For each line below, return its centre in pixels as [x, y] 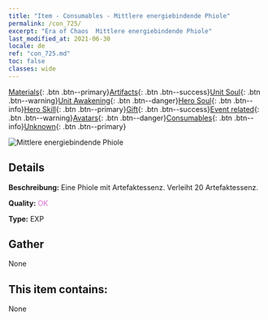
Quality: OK [28, 203]
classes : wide [32, 69]
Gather [26, 244]
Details [26, 168]
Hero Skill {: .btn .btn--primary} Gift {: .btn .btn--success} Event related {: [142, 109]
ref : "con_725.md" [39, 54]
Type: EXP [26, 218]
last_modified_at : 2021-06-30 [60, 39]
